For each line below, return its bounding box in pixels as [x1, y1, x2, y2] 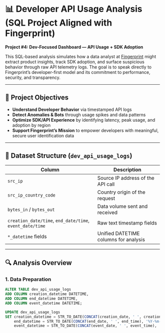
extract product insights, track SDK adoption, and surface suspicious [5, 59, 145, 65]
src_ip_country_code [7, 192, 55, 198]
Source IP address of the [97, 174, 155, 181]
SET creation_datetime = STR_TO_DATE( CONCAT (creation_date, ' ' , [5, 314, 141, 319]
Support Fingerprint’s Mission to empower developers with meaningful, [12, 127, 159, 133]
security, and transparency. [5, 74, 60, 80]
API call [97, 180, 115, 187]
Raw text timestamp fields [97, 219, 157, 226]
